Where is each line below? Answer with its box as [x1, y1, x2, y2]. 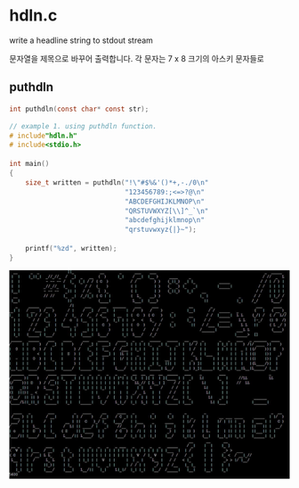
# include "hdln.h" [9, 131, 77, 140]
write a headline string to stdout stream [9, 35, 154, 45]
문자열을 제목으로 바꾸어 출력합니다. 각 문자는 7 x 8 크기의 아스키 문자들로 [9, 53, 264, 63]
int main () [9, 160, 50, 169]
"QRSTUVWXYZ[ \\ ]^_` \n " [124, 206, 209, 215]
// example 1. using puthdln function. [9, 121, 158, 130]
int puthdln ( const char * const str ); [9, 104, 149, 113]
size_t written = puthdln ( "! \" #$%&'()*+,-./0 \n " [25, 178, 209, 187]
